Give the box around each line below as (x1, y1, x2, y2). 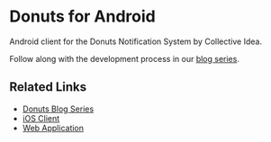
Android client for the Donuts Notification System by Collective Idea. (9, 36, 263, 47)
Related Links (9, 79, 87, 95)
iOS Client (22, 112, 60, 123)
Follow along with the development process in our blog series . (9, 53, 240, 64)
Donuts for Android (9, 6, 156, 27)
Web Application (22, 122, 84, 133)
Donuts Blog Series (22, 103, 95, 114)
